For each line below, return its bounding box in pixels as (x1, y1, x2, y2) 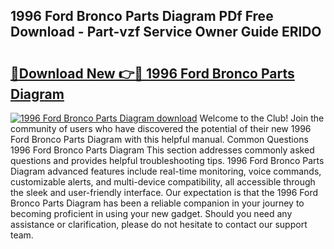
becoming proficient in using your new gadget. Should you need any (10, 208, 293, 219)
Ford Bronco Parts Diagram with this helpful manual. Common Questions (10, 134, 309, 145)
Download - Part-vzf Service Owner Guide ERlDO (10, 24, 322, 41)
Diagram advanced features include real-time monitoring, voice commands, (10, 165, 322, 177)
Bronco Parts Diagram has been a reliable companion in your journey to (10, 197, 305, 209)
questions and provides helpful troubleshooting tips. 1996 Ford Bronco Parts (10, 155, 325, 166)
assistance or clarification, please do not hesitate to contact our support (10, 219, 308, 230)
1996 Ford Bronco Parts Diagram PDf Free (10, 8, 274, 25)
